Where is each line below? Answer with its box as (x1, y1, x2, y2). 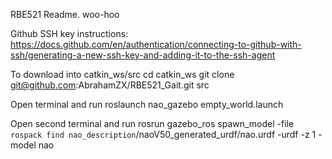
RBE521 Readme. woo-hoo (10, 9, 120, 20)
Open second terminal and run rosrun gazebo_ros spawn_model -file (10, 118, 295, 129)
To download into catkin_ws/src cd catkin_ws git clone (10, 69, 235, 80)
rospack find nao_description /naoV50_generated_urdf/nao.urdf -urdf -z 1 (10, 129, 317, 140)
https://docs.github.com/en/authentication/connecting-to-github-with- (10, 39, 302, 50)
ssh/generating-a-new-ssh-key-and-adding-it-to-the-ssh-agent (10, 49, 276, 61)
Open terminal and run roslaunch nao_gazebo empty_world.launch (10, 99, 284, 110)
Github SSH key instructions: (10, 28, 129, 39)
